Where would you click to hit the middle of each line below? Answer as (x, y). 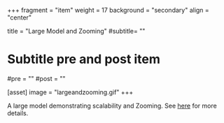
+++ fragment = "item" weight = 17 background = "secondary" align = (108, 10)
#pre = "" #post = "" (36, 78)
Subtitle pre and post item (84, 59)
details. (18, 113)
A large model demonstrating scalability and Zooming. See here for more (112, 106)
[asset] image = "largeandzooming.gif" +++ (70, 92)
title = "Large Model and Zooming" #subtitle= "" (76, 31)
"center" (20, 17)
